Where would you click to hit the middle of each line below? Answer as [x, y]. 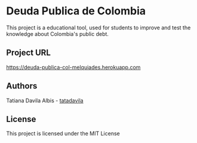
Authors [22, 86]
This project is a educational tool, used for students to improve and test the [98, 28]
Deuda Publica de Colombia [76, 11]
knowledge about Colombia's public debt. [58, 34]
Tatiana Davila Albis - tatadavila [45, 101]
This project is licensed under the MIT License [63, 133]
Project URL [28, 53]
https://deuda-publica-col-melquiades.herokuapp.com [73, 67]
